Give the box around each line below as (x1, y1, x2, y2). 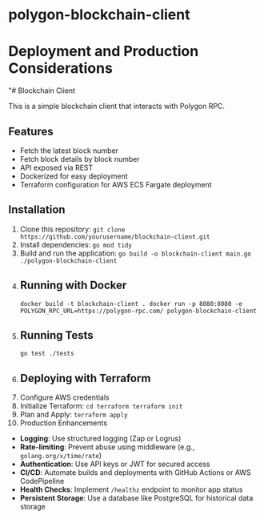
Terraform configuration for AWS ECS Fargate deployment (19, 179, 212, 189)
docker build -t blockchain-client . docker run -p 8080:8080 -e (19, 300, 242, 308)
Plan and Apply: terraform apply (19, 410, 128, 420)
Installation (8, 203, 66, 217)
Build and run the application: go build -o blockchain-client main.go (19, 248, 252, 258)
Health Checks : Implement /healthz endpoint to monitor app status (19, 485, 243, 494)
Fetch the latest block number (19, 146, 118, 155)
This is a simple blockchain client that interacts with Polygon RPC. (8, 102, 226, 111)
